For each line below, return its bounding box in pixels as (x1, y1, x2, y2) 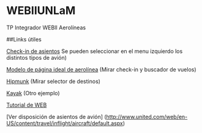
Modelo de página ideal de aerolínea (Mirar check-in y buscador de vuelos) (6, 65, 197, 73)
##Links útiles (6, 35, 42, 43)
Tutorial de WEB (6, 101, 47, 109)
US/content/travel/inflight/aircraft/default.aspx (6, 120, 124, 127)
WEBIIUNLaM (6, 4, 76, 18)
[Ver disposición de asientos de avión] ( (6, 113, 107, 120)
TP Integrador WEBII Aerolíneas (6, 24, 86, 31)
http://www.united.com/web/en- (106, 113, 188, 120)
